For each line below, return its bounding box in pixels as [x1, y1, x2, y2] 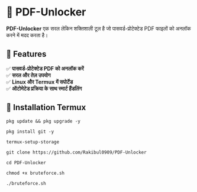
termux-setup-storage [6, 139, 60, 145]
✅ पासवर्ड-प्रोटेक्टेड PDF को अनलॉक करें [6, 65, 84, 72]
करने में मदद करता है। [6, 31, 49, 39]
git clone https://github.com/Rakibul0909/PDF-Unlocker [6, 149, 147, 155]
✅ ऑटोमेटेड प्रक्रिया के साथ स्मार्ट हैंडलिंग [6, 85, 82, 92]
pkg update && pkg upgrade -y [6, 118, 81, 124]
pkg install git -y [6, 129, 54, 135]
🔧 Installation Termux [6, 103, 86, 113]
